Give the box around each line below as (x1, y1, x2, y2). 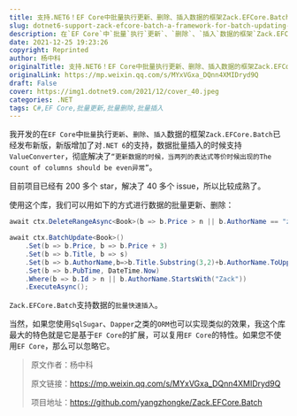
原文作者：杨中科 (30, 359, 94, 370)
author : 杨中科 (9, 54, 61, 63)
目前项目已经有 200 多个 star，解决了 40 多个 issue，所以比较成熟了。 (9, 181, 266, 191)
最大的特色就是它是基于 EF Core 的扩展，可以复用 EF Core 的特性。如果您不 (9, 329, 274, 341)
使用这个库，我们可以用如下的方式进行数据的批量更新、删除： (9, 200, 234, 211)
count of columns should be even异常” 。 (9, 162, 157, 173)
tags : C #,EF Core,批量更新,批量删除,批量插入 (9, 104, 164, 112)
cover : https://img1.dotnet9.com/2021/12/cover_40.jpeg (9, 87, 219, 96)
